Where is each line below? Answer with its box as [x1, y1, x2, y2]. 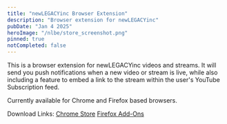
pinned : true [7, 36, 45, 43]
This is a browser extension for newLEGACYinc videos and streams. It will [7, 61, 217, 69]
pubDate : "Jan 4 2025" [7, 23, 72, 30]
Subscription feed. [7, 83, 60, 91]
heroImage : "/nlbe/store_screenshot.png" [7, 29, 128, 37]
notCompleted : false [7, 42, 67, 49]
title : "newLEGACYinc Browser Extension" [7, 10, 128, 17]
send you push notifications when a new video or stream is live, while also [7, 68, 218, 76]
